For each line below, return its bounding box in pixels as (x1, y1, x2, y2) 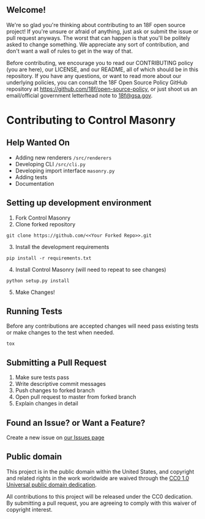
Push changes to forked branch (15, 386, 95, 394)
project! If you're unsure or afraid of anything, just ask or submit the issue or (6, 28, 199, 35)
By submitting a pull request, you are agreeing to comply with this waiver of (6, 499, 197, 507)
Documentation (15, 180, 54, 187)
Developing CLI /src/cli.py (15, 160, 86, 167)
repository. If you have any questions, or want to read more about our (6, 72, 182, 79)
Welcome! (6, 5, 46, 15)
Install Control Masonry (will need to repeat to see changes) (15, 266, 166, 273)
